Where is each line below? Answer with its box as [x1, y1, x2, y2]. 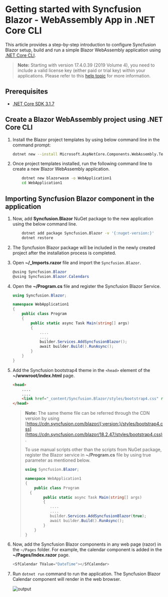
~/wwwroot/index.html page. [12, 372, 75, 379]
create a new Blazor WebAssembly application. [12, 166, 110, 172]
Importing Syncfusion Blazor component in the [5, 194, 154, 203]
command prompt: [12, 142, 51, 148]
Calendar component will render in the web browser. [12, 576, 121, 582]
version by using [25, 415, 60, 421]
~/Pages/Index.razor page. [12, 552, 70, 558]
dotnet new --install [12, 152, 58, 157]
